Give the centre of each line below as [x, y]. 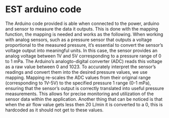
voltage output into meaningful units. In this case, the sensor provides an [81, 50]
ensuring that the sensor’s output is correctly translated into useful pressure [84, 88]
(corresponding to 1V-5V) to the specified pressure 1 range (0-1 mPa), [78, 83]
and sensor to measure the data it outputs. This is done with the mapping [82, 28]
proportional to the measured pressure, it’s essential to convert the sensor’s [84, 45]
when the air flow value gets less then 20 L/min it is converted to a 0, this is [84, 104]
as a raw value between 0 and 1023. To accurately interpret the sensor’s [81, 67]
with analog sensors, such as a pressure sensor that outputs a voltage [79, 40]
